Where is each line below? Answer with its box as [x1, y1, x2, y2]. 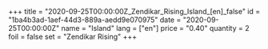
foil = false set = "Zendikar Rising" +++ [8, 32, 138, 41]
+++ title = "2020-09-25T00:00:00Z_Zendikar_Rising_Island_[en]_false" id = [8, 7, 261, 16]
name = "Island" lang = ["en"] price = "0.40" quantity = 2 [61, 24, 250, 32]
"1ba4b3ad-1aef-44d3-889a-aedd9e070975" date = [8, 15, 182, 24]
